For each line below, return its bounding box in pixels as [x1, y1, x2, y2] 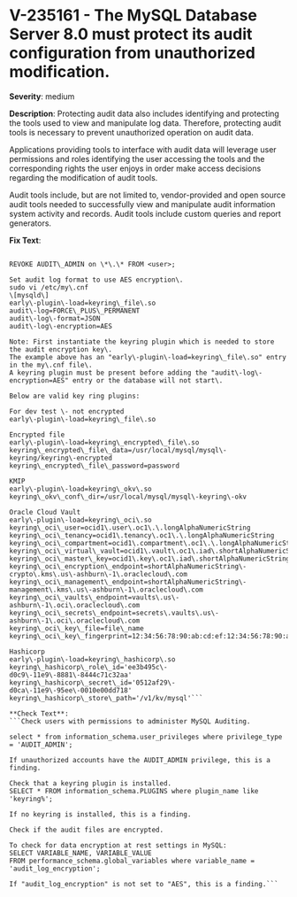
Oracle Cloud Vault [9, 507, 81, 516]
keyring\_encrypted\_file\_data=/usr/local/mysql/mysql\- [9, 445, 227, 454]
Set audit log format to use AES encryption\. [9, 275, 184, 284]
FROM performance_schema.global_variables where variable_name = [9, 856, 255, 865]
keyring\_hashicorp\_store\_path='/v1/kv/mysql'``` [9, 693, 203, 702]
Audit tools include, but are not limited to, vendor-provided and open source [9, 189, 286, 200]
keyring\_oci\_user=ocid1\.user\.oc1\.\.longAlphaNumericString [9, 523, 251, 532]
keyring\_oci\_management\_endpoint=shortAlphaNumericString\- [9, 577, 247, 586]
